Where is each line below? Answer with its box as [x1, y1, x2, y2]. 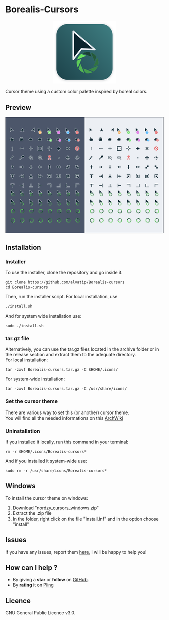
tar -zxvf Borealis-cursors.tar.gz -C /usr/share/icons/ [5, 386, 127, 391]
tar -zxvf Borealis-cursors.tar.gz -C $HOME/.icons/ [5, 367, 118, 372]
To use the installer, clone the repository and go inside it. [5, 270, 123, 276]
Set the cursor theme [5, 398, 58, 405]
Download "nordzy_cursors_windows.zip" [12, 505, 99, 511]
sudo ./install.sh [5, 323, 44, 329]
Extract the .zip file [12, 510, 52, 516]
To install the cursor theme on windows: [5, 495, 88, 501]
